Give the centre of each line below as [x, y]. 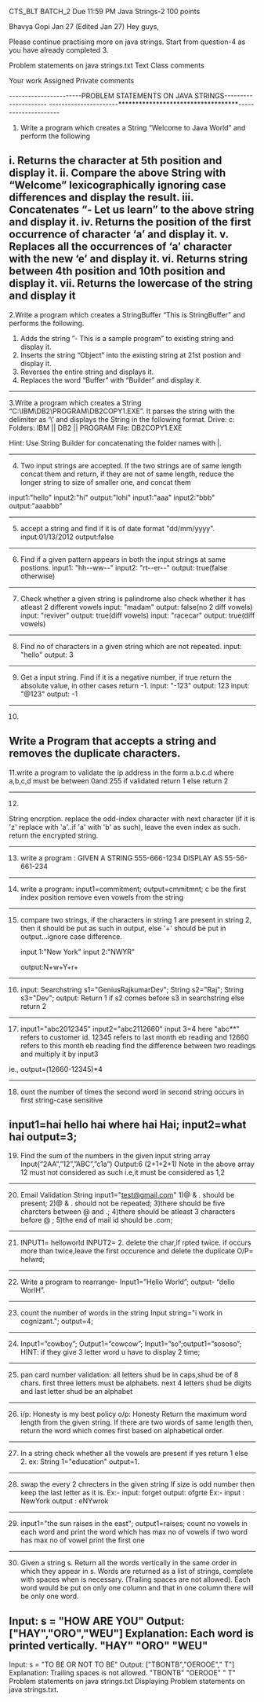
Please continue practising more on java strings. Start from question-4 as [127, 42]
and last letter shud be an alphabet [76, 1392]
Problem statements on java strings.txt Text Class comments [107, 65]
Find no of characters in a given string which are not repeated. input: [131, 646]
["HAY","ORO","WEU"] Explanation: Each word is [131, 1633]
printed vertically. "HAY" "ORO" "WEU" [108, 1645]
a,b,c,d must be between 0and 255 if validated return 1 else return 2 [119, 780]
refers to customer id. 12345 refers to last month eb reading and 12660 [134, 1037]
